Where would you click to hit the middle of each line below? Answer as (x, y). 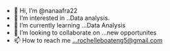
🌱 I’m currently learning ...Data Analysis (70, 25)
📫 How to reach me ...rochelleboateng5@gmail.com (88, 40)
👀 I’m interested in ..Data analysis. (62, 18)
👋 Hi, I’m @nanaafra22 (45, 11)
